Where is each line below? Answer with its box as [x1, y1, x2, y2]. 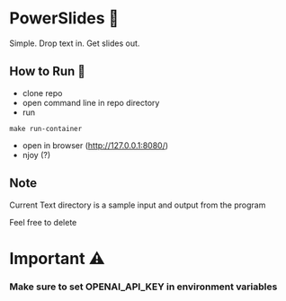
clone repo [22, 87, 63, 98]
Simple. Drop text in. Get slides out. [9, 38, 140, 49]
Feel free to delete [9, 217, 77, 227]
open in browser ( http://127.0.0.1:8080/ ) [22, 139, 169, 151]
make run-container [9, 124, 83, 133]
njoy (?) [22, 149, 51, 160]
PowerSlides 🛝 [9, 8, 120, 29]
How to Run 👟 [9, 64, 86, 79]
